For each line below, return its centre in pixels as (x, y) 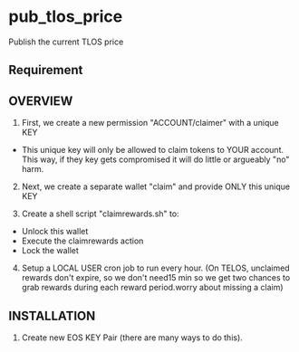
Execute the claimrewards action (82, 241)
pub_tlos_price (66, 17)
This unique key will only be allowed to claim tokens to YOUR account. (153, 150)
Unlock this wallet (55, 232)
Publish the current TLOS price (66, 42)
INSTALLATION (52, 315)
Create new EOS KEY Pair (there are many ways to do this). (132, 338)
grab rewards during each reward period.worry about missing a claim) (152, 288)
